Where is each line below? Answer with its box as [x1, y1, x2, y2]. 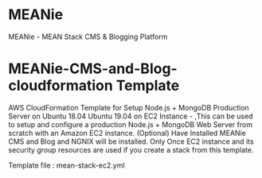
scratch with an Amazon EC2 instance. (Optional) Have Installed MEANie [8, 128, 247, 137]
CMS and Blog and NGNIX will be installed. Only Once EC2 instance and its [8, 137, 254, 146]
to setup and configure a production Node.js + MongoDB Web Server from [8, 119, 253, 129]
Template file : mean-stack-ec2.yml [8, 161, 125, 170]
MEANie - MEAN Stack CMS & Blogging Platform [8, 32, 168, 41]
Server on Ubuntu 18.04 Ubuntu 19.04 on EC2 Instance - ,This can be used [8, 111, 253, 121]
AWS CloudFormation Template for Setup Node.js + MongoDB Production [8, 103, 249, 112]
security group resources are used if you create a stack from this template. [8, 145, 254, 154]
